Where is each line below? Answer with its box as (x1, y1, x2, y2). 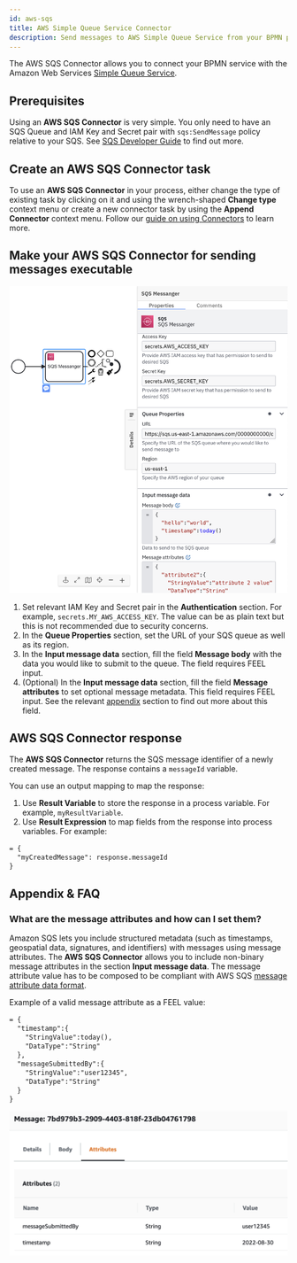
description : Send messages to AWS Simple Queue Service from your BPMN (9, 33, 283, 42)
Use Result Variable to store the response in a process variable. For (21, 798, 270, 809)
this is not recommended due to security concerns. (21, 620, 209, 631)
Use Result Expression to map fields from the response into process (21, 817, 272, 827)
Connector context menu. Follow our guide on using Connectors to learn (9, 213, 275, 223)
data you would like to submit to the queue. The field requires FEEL (21, 658, 267, 669)
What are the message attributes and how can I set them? (9, 912, 263, 925)
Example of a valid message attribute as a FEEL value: (9, 997, 206, 1008)
